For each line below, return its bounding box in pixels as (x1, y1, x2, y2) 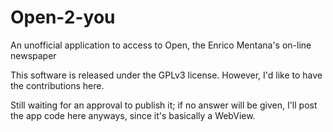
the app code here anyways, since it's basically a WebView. (10, 109, 256, 121)
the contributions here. (10, 79, 105, 91)
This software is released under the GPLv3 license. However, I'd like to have (10, 69, 323, 81)
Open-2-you (10, 6, 116, 29)
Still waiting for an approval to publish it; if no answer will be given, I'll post (10, 99, 318, 111)
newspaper (10, 49, 57, 61)
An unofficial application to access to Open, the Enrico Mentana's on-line (10, 39, 312, 51)
